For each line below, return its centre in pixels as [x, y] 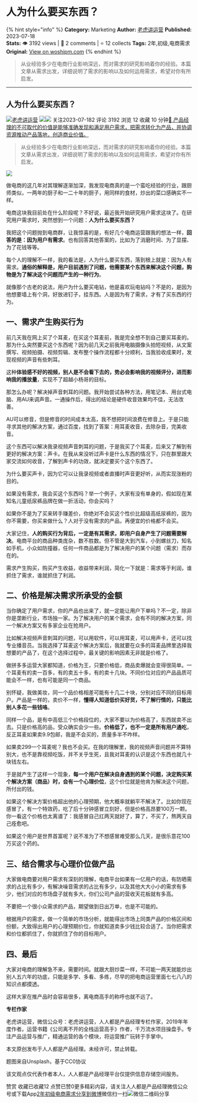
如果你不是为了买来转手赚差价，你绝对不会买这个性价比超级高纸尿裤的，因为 [99, 513]
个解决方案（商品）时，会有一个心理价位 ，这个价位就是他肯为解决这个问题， [99, 782]
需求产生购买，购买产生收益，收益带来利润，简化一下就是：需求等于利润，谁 [99, 568]
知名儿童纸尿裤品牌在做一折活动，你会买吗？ [60, 501]
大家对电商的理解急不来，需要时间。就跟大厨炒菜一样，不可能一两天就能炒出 [99, 969]
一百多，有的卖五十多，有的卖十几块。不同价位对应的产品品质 [112, 673]
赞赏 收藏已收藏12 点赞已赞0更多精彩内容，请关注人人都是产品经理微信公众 [97, 1087]
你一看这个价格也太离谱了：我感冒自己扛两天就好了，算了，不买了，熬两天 [96, 816]
